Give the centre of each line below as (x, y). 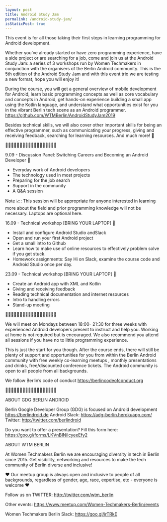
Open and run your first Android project (53, 238)
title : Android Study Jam (32, 14)
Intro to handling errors (36, 300)
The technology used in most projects (51, 175)
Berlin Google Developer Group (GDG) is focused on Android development (81, 409)
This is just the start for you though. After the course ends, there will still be (82, 350)
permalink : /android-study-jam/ (39, 19)
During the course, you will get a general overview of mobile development (81, 89)
